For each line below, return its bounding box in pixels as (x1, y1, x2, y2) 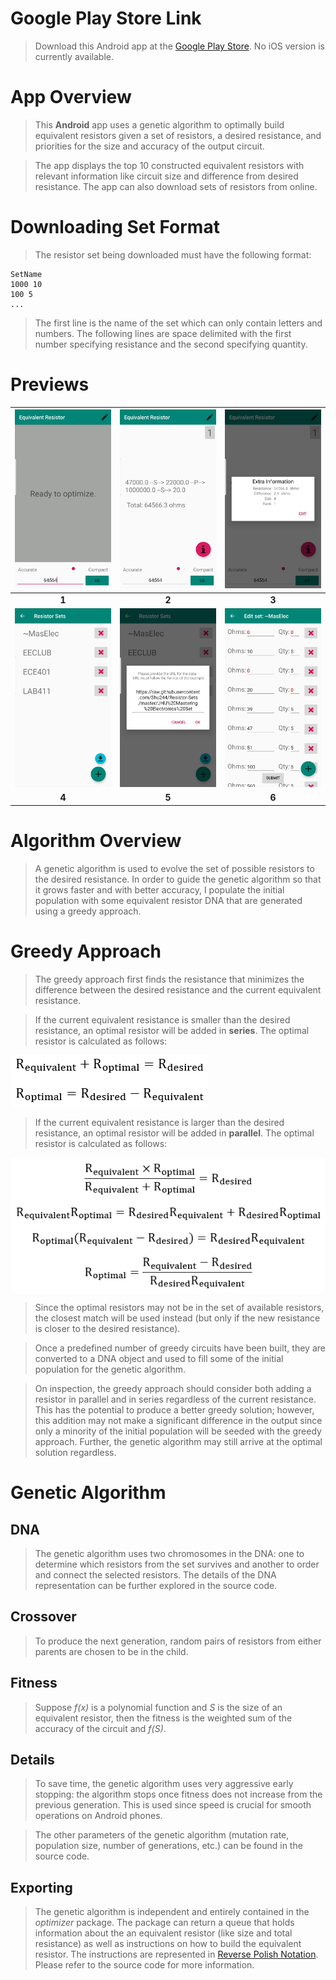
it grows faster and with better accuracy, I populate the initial (34, 883, 285, 896)
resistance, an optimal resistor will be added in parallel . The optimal (34, 1127, 315, 1139)
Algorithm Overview (10, 830, 182, 852)
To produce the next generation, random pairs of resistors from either (34, 1635, 322, 1647)
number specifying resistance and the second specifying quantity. (34, 338, 308, 350)
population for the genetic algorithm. (34, 1363, 187, 1376)
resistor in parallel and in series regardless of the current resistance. (34, 1393, 317, 1406)
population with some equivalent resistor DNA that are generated (34, 894, 303, 906)
